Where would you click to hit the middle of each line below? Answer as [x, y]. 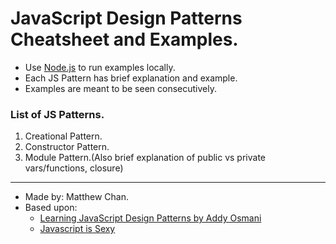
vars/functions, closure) [74, 168]
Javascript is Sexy [77, 229]
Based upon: [51, 208]
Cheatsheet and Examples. [124, 39]
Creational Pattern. [63, 136]
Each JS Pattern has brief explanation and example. [131, 78]
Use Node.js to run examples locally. [100, 67]
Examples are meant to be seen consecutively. [120, 88]
